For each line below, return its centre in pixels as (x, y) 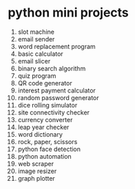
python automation (44, 156)
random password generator (58, 97)
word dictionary (40, 134)
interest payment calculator (56, 90)
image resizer (37, 171)
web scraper (36, 163)
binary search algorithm (52, 68)
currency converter (45, 119)
